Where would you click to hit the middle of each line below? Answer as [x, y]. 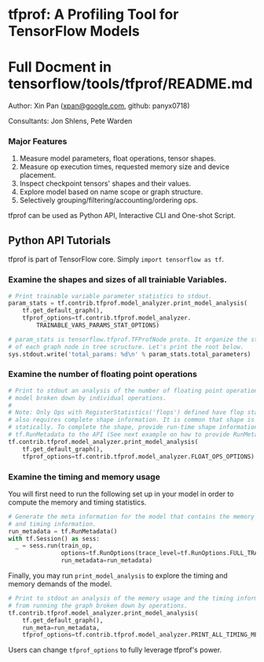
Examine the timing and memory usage [84, 476]
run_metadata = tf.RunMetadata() [63, 531]
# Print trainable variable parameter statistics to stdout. [110, 296]
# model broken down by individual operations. [88, 398]
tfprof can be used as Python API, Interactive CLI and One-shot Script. [122, 216]
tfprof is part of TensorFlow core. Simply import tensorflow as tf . [116, 259]
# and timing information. [52, 524]
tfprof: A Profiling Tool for [93, 15]
